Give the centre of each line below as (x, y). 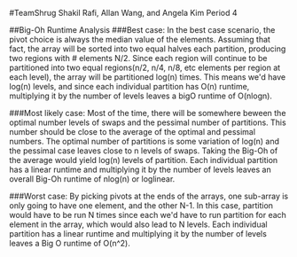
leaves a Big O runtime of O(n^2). (70, 243)
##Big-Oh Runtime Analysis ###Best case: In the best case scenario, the (142, 30)
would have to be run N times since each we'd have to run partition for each (148, 215)
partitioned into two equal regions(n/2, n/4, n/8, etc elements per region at (145, 67)
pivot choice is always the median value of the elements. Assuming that (140, 39)
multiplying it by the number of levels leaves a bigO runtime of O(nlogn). (141, 96)
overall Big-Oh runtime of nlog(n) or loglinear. (92, 179)
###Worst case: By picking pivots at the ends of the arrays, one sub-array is (149, 196)
